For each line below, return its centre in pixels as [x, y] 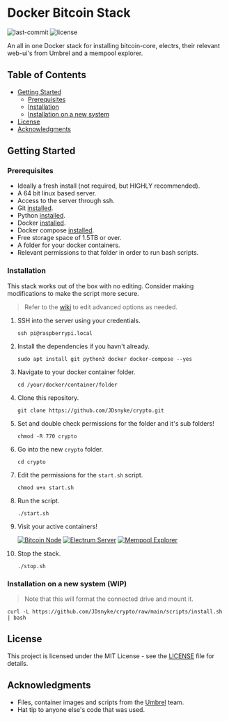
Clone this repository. [48, 397]
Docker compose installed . [56, 230]
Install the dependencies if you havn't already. [83, 346]
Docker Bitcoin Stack [69, 13]
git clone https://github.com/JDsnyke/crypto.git [91, 410]
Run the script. [38, 500]
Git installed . [35, 208]
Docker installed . [41, 223]
